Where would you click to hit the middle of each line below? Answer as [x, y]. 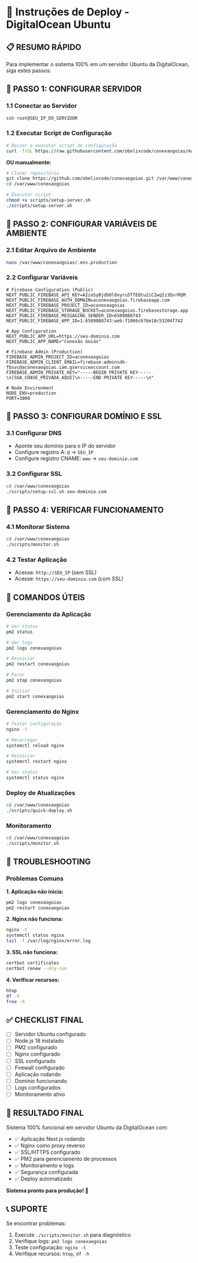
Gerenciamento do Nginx [43, 712]
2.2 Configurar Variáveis [42, 278]
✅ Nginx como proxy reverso [50, 1145]
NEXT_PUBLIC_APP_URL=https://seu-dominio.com [63, 336]
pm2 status [19, 632]
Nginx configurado [37, 1054]
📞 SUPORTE [27, 1209]
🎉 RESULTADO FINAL [45, 1113]
